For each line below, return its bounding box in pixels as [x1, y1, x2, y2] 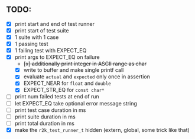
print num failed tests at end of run [14, 93, 99, 100]
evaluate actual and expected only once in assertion [23, 73, 151, 80]
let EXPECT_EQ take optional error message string [14, 100, 137, 107]
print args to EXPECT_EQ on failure [14, 54, 100, 61]
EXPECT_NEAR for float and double [23, 80, 111, 87]
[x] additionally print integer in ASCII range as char [23, 60, 147, 67]
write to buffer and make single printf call [23, 67, 124, 74]
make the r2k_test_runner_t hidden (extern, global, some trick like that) [14, 126, 190, 133]
